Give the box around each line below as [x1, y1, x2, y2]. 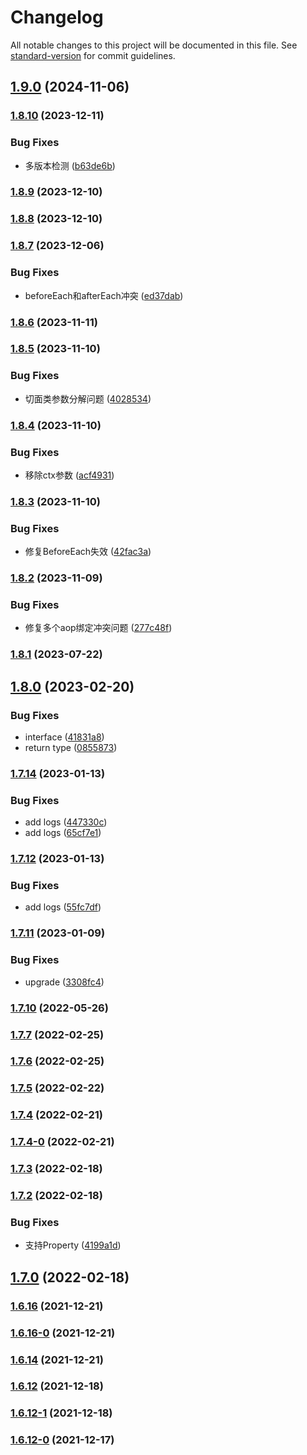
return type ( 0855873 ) [24, 742, 118, 754]
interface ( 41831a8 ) [24, 731, 105, 743]
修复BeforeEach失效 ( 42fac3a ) [24, 546, 152, 558]
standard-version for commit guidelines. [10, 49, 176, 61]
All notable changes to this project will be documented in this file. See [10, 39, 298, 51]
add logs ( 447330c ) [24, 816, 108, 828]
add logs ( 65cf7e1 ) [24, 827, 102, 839]
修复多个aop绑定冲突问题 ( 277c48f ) [24, 622, 173, 634]
